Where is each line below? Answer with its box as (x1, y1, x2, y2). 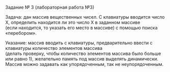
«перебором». (5, 30, 37, 36)
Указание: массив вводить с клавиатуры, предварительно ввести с (5, 40, 153, 46)
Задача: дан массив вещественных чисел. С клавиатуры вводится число (5, 14, 165, 20)
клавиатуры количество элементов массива (5, 45, 103, 51)
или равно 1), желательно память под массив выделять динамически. (5, 56, 159, 62)
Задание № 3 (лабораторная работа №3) (5, 5, 95, 10)
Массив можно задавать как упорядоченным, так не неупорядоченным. (5, 61, 164, 67)
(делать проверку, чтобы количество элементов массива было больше (5, 50, 161, 56)
